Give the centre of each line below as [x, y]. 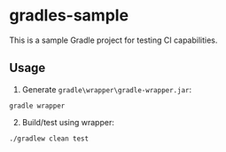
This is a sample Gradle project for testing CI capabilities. [113, 40]
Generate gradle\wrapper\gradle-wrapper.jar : [107, 89]
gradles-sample [69, 16]
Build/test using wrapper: [68, 122]
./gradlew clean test [49, 139]
